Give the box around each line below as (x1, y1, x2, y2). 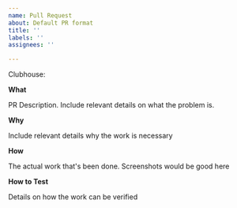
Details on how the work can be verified (8, 192, 138, 202)
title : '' (8, 26, 41, 34)
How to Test (8, 177, 49, 187)
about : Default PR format (8, 19, 93, 27)
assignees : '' (8, 41, 55, 49)
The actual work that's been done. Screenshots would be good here (8, 161, 230, 171)
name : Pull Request (8, 11, 73, 20)
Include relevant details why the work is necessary (8, 131, 173, 141)
